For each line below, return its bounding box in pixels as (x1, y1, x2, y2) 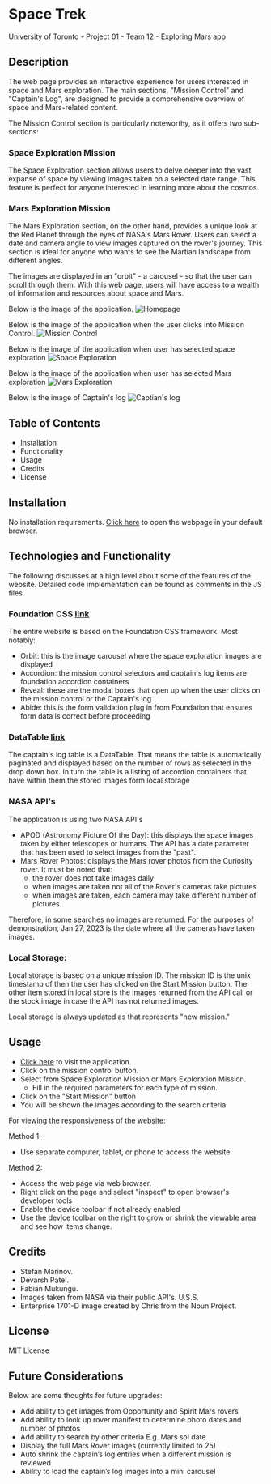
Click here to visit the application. (19, 1056, 132, 1066)
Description (8, 55, 69, 69)
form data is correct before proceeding (19, 711, 151, 721)
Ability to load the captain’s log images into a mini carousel (19, 1467, 216, 1477)
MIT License (8, 1345, 50, 1355)
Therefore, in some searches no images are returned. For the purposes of (8, 915, 254, 924)
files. (8, 588, 25, 598)
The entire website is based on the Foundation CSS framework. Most (8, 627, 239, 637)
